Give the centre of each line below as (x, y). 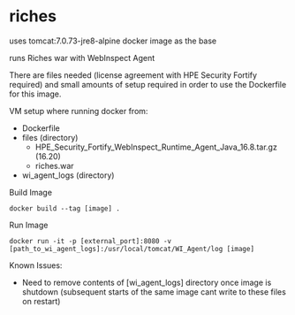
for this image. (35, 94)
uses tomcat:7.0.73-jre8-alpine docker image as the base (113, 41)
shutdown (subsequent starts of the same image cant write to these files (154, 292)
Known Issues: (36, 265)
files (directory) (50, 137)
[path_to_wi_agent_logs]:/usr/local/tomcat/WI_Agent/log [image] (132, 249)
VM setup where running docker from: (79, 111)
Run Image (29, 225)
